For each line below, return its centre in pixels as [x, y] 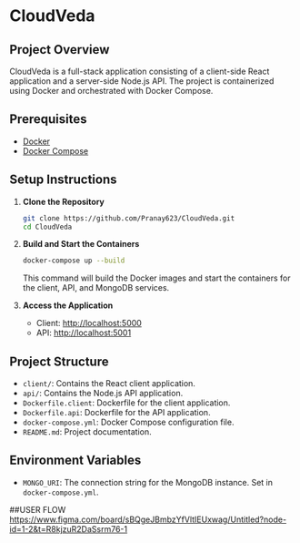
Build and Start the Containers [81, 244]
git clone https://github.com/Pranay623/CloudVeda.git [129, 218]
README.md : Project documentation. [87, 432]
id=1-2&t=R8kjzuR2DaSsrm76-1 [69, 528]
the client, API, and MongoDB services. [96, 288]
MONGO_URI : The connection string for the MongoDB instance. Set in [147, 482]
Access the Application [68, 305]
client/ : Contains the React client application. [109, 384]
